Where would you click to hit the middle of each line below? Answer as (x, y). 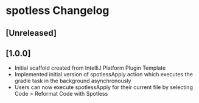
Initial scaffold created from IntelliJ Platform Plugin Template (90, 68)
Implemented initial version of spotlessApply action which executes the (103, 75)
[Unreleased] (31, 33)
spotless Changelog (58, 11)
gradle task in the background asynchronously (73, 81)
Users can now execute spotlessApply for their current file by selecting (103, 87)
